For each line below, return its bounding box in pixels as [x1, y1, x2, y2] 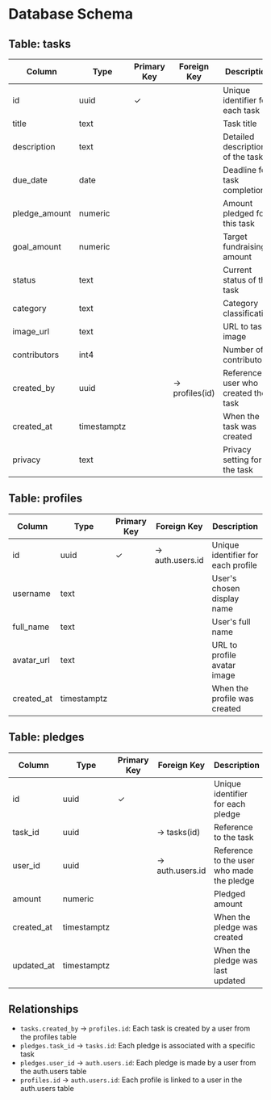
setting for [223, 454, 262, 465]
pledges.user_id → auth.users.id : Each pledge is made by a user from [19, 1058, 256, 1068]
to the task [213, 831, 254, 842]
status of [223, 275, 256, 285]
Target [223, 231, 248, 242]
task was [223, 421, 256, 432]
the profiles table [19, 1032, 77, 1042]
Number [223, 344, 254, 355]
